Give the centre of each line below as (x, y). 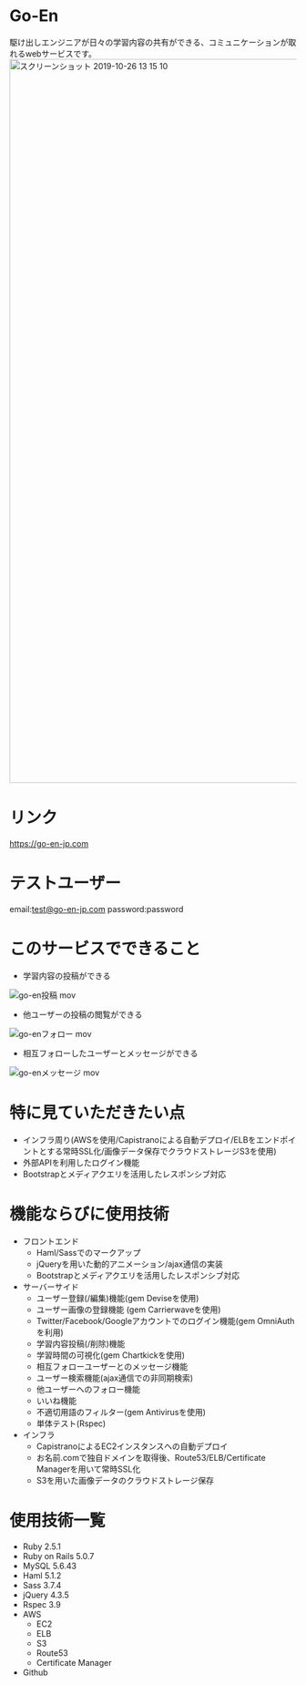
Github (35, 1672)
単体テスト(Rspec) (71, 1423)
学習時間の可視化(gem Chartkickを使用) (110, 1355)
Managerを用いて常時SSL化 (88, 1469)
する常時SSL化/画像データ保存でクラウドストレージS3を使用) (162, 1151)
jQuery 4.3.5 (46, 1595)
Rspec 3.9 (41, 1604)
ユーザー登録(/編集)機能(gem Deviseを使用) (117, 1298)
